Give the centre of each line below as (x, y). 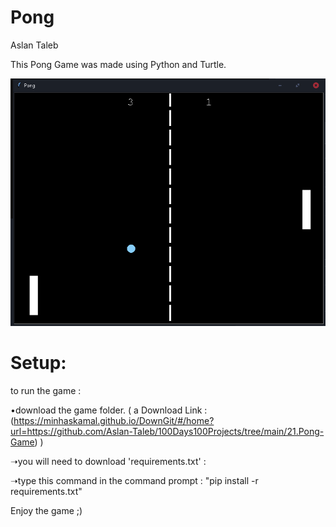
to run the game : (46, 390)
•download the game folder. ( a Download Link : (109, 410)
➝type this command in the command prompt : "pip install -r (134, 480)
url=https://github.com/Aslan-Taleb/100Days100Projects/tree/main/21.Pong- (167, 431)
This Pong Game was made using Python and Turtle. (118, 64)
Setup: (38, 363)
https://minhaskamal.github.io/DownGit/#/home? (114, 420)
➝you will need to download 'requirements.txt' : (108, 461)
